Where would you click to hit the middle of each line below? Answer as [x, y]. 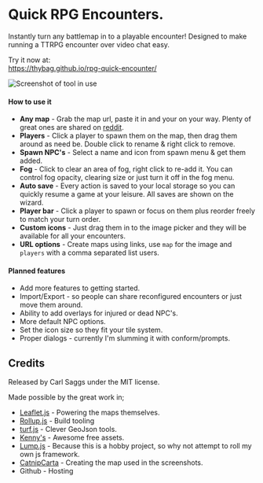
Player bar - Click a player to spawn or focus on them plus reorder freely [137, 211]
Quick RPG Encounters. [86, 15]
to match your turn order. [60, 219]
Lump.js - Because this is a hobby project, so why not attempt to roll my [136, 446]
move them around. [51, 305]
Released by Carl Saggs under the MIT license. [84, 382]
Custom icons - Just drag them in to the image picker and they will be [133, 228]
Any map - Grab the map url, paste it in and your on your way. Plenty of [135, 119]
